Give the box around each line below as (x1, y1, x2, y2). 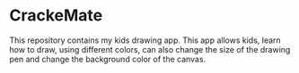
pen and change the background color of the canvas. (9, 53, 207, 64)
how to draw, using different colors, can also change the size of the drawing (9, 44, 291, 54)
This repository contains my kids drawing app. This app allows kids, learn (9, 35, 281, 45)
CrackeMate (9, 5, 103, 26)
